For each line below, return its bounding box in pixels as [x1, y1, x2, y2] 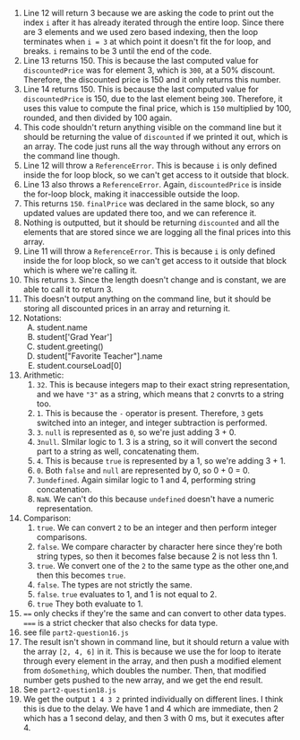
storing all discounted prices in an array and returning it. [22, 303, 231, 313]
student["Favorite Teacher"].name [36, 351, 163, 361]
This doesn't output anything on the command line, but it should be [22, 293, 271, 304]
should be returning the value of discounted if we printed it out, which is [22, 132, 288, 142]
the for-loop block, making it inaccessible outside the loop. [22, 188, 240, 199]
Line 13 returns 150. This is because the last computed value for [22, 56, 259, 65]
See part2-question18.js [22, 684, 117, 694]
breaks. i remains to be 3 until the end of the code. [22, 46, 212, 57]
